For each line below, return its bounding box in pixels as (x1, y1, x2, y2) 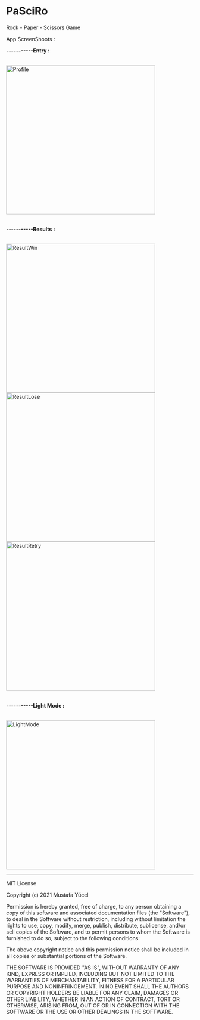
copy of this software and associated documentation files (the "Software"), (6, 909, 190, 916)
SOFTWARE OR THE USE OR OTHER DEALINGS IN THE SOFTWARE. (6, 1008, 173, 1015)
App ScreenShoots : (6, 35, 55, 42)
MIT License (6, 879, 37, 886)
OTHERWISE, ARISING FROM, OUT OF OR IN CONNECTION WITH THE (6, 1002, 180, 1009)
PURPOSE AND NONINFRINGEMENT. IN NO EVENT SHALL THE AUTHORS (6, 982, 189, 990)
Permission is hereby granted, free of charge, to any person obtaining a (6, 903, 182, 910)
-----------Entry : (6, 46, 50, 54)
